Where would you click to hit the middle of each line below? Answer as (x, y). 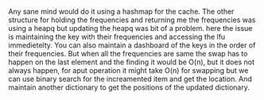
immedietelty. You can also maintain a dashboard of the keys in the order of (132, 45)
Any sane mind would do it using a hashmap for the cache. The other (121, 12)
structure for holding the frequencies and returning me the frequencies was (132, 20)
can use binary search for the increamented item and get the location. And (130, 79)
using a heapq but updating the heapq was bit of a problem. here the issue (130, 28)
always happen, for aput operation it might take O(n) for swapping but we (128, 70)
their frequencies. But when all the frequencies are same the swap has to (128, 54)
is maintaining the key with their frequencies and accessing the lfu (117, 37)
